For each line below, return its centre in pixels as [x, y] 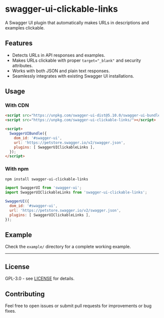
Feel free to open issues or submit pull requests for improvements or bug [78, 306]
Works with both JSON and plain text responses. [61, 71]
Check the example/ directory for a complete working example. [68, 247]
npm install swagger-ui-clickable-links [47, 179]
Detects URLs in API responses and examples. [59, 55]
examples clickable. [25, 27]
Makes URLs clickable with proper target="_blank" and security [77, 60]
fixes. [10, 311]
